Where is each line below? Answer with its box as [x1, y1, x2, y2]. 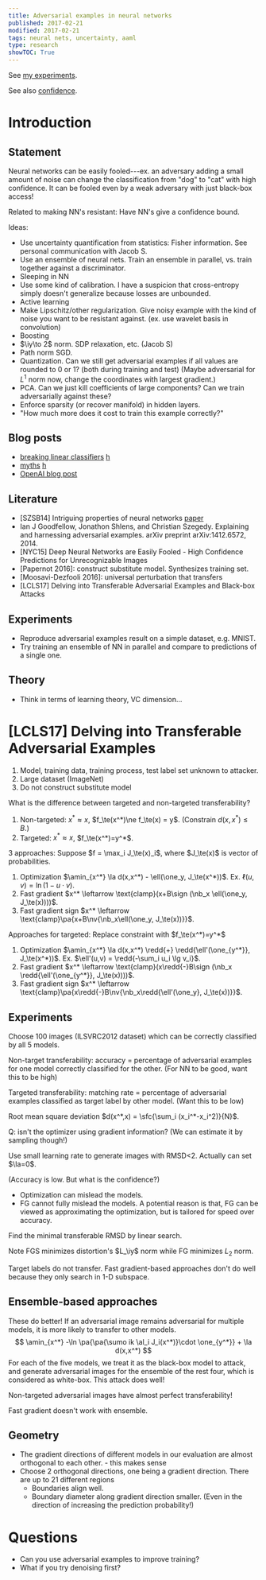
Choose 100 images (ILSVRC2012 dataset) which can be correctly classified [8, 1031, 256, 1041]
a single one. [19, 650, 62, 660]
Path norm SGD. [19, 347, 73, 357]
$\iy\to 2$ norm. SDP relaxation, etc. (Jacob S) [19, 340, 173, 348]
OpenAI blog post [19, 469, 78, 479]
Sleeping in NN [19, 272, 69, 281]
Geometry [8, 1428, 60, 1442]
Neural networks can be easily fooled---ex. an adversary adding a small [8, 166, 244, 176]
